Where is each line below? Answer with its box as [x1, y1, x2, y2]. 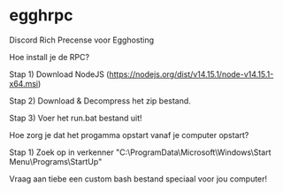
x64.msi [9, 78, 38, 89]
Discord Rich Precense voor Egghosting [9, 35, 155, 45]
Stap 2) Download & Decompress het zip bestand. [9, 95, 192, 106]
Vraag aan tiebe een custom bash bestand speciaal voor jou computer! [9, 174, 268, 184]
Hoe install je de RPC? [9, 51, 90, 62]
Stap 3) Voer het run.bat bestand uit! [9, 112, 142, 123]
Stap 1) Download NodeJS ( [9, 68, 110, 80]
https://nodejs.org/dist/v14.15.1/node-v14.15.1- [109, 68, 274, 80]
